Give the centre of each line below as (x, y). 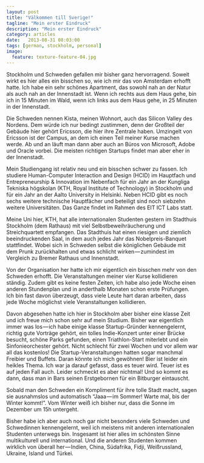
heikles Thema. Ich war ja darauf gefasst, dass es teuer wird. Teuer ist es (98, 365)
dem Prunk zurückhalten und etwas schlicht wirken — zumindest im (90, 251)
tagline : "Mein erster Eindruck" (49, 23)
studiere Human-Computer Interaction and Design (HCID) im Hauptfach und (101, 175)
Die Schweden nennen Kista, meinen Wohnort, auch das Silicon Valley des (99, 118)
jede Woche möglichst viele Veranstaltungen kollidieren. (76, 302)
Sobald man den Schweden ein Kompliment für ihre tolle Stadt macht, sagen (102, 390)
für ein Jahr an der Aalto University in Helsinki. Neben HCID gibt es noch (97, 194)
